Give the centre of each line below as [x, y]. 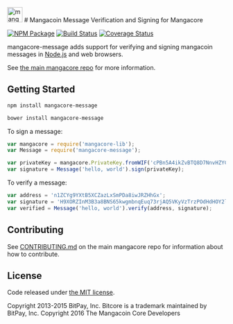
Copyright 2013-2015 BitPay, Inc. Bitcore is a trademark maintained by [107, 306]
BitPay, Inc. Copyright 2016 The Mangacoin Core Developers [94, 313]
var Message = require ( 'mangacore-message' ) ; [74, 151]
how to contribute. [34, 254]
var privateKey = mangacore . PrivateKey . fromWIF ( [79, 163]
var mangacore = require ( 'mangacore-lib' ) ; [71, 144]
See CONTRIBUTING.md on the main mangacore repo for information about [115, 246]
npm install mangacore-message [52, 105]
